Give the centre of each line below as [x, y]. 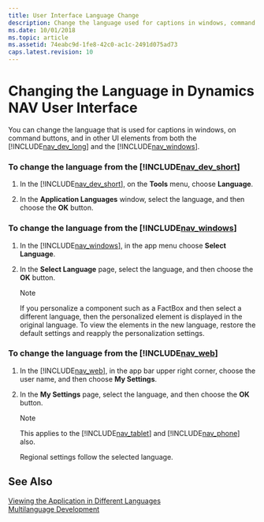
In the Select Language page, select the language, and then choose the [136, 269]
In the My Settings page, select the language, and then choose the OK [134, 394]
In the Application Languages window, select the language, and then [132, 199]
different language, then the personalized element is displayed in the [131, 316]
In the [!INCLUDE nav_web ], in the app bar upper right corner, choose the [138, 371]
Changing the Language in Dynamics [131, 91]
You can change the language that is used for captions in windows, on [122, 129]
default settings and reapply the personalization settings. [112, 333]
